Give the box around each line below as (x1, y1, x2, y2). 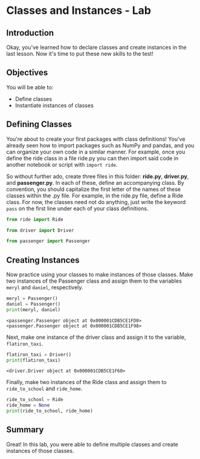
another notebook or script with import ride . (6, 161, 118, 168)
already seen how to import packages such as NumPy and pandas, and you (6, 141, 195, 149)
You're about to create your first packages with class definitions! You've (6, 135, 185, 143)
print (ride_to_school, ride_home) (6, 408, 94, 414)
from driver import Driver (6, 227, 74, 233)
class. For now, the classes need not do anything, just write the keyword (6, 198, 186, 205)
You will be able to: (6, 83, 54, 91)
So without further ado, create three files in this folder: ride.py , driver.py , (6, 173, 189, 180)
